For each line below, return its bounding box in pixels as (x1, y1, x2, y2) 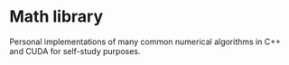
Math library (9, 6, 104, 27)
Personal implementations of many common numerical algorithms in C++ (9, 36, 282, 47)
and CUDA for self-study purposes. (9, 45, 142, 56)
